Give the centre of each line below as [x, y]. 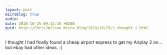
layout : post [19, 10]
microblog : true [22, 14]
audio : [12, 19]
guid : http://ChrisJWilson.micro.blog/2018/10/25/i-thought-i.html [77, 28]
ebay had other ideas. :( [38, 48]
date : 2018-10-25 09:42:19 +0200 [40, 24]
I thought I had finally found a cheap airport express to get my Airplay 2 [79, 42]
